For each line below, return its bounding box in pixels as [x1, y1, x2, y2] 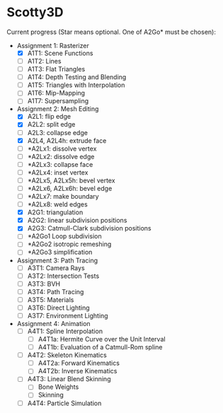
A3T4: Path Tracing [27, 287, 84, 296]
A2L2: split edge [27, 120, 76, 129]
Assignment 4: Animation [16, 319, 91, 327]
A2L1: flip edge [27, 112, 72, 121]
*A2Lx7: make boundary [27, 192, 100, 200]
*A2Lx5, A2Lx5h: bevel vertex [27, 176, 115, 185]
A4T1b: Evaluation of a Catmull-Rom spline [38, 343, 163, 351]
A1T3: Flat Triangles [27, 65, 86, 74]
